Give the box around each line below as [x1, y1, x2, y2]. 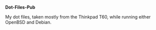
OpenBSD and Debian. [5, 19, 52, 25]
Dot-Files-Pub [5, 4, 36, 10]
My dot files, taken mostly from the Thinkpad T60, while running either [5, 14, 151, 19]
